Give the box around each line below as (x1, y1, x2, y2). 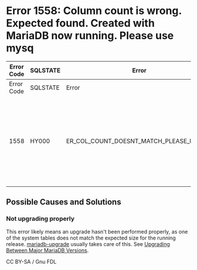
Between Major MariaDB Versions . (6, 247, 89, 254)
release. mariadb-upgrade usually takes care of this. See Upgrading (6, 240, 170, 247)
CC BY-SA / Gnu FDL (6, 258, 57, 265)
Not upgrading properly (6, 215, 75, 223)
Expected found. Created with (6, 16, 155, 30)
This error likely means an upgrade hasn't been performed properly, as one (6, 228, 188, 235)
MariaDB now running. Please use (6, 29, 174, 42)
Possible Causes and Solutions (6, 197, 121, 207)
